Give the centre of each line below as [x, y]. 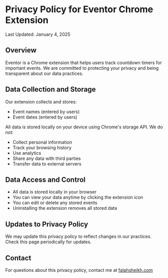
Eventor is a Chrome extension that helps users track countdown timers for [84, 63]
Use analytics [27, 153]
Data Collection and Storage [51, 89]
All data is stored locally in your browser [55, 192]
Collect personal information [42, 142]
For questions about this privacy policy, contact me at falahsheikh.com [79, 270]
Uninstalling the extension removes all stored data [65, 208]
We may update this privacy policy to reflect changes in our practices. [78, 237]
